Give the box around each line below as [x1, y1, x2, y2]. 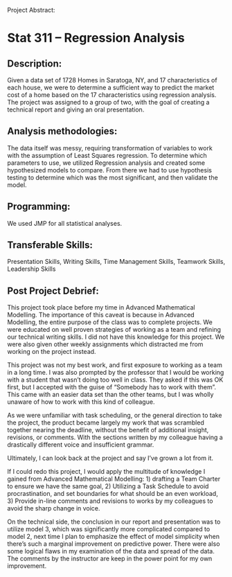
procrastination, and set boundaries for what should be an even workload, [7, 490, 218, 498]
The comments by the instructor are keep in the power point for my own [7, 554, 213, 563]
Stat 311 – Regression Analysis [7, 30, 185, 46]
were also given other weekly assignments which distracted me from [7, 340, 204, 348]
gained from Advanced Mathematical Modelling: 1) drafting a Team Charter [7, 474, 220, 483]
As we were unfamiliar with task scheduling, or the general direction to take [7, 411, 222, 420]
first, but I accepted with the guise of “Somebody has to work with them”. [7, 383, 217, 391]
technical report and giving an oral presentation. [7, 105, 145, 114]
